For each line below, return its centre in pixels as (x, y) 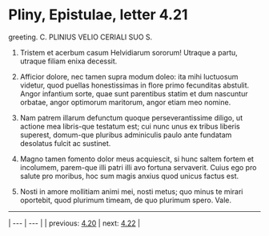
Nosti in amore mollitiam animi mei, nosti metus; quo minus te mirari (131, 191)
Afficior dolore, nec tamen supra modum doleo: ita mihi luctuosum (129, 76)
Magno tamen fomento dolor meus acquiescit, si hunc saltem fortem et (137, 159)
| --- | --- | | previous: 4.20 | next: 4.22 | (74, 223)
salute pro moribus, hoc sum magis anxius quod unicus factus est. (129, 176)
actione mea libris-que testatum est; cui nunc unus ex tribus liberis (130, 126)
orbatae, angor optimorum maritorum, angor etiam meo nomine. (125, 102)
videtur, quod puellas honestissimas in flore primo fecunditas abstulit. (134, 85)
